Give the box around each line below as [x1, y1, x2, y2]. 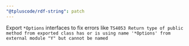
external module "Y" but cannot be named [6, 35, 108, 41]
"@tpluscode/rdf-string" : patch [6, 8, 85, 14]
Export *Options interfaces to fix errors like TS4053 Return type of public [6, 24, 184, 31]
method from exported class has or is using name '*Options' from [6, 30, 171, 36]
